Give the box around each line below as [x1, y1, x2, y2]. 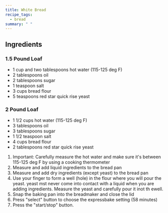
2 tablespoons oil [12, 72, 49, 78]
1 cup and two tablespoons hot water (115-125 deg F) [12, 66, 123, 73]
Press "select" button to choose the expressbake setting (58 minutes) [12, 197, 158, 203]
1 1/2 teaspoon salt [12, 133, 51, 139]
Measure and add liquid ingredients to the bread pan [12, 165, 122, 171]
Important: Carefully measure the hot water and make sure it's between [12, 154, 161, 160]
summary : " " [5, 21, 33, 27]
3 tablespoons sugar [12, 128, 55, 134]
